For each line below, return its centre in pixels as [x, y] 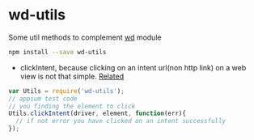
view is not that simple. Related [72, 76]
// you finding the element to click [72, 106]
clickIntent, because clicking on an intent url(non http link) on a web [133, 67]
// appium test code [43, 99]
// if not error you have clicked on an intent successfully [121, 121]
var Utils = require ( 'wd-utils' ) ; [67, 91]
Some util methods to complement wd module [85, 37]
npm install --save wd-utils [57, 52]
